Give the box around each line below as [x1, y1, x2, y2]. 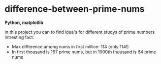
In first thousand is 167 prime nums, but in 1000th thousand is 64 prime [11, 49, 156, 55]
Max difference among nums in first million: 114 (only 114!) [11, 43, 129, 49]
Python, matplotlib [4, 20, 44, 25]
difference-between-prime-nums [4, 3, 145, 15]
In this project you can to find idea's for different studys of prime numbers [4, 29, 155, 35]
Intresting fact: [4, 34, 34, 40]
